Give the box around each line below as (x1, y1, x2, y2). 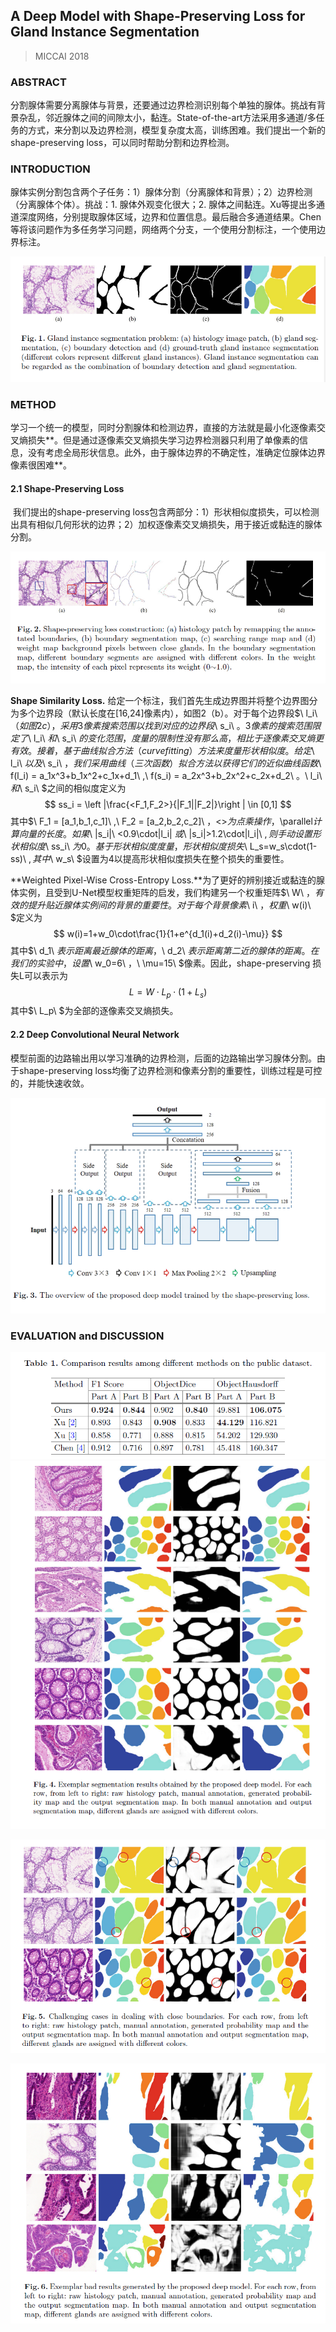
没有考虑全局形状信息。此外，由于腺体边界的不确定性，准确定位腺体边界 (27, 447, 326, 459)
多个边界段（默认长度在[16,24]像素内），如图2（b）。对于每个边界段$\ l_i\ (18, 707, 318, 719)
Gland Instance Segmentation (10, 24, 200, 41)
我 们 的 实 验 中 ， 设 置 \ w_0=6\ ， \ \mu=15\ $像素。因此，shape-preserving (10, 957, 311, 969)
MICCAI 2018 (34, 50, 90, 62)
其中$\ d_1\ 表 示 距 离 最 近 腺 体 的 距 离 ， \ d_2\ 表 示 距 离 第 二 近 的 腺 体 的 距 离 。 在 (10, 944, 320, 956)
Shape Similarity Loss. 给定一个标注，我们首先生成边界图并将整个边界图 (10, 694, 310, 706)
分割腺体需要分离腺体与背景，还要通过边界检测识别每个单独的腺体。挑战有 (10, 99, 317, 111)
